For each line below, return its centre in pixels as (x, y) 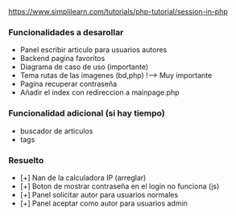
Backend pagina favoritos (62, 59)
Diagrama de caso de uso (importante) (84, 67)
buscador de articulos (56, 131)
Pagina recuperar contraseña (68, 84)
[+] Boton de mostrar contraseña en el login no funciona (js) (120, 186)
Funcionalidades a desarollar (66, 32)
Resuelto (26, 160)
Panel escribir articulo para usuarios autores (93, 50)
